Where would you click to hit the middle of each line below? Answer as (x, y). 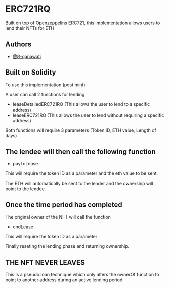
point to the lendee (25, 189)
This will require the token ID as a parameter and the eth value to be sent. (82, 173)
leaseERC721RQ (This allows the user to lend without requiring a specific (88, 115)
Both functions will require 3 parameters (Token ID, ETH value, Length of (81, 130)
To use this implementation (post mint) (45, 85)
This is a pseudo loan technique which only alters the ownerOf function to (82, 275)
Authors (18, 44)
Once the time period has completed (64, 205)
